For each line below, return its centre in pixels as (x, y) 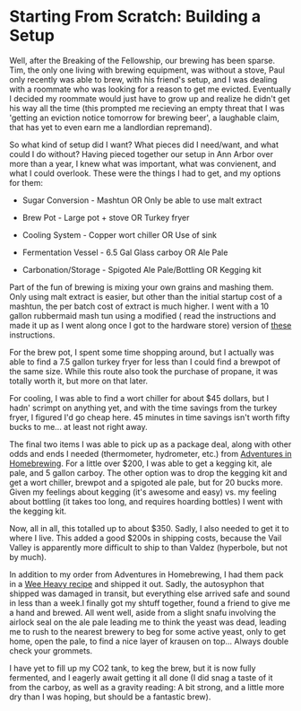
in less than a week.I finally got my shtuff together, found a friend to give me (150, 602)
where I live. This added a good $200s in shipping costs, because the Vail (146, 538)
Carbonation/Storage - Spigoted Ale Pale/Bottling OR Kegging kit (142, 269)
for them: (26, 182)
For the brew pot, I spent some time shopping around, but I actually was (142, 352)
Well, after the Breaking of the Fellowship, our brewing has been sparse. (142, 60)
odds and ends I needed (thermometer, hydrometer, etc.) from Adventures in (151, 453)
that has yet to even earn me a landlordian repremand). (111, 127)
